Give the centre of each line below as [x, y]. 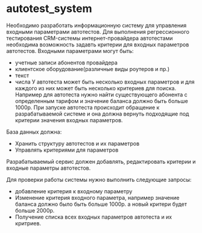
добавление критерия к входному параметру [74, 191]
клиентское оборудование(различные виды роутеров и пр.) [92, 69]
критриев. [28, 223]
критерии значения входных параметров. [69, 120]
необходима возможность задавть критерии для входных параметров [98, 45]
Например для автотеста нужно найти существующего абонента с [101, 95]
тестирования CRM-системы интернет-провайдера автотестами [90, 38]
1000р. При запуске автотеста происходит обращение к [87, 107]
